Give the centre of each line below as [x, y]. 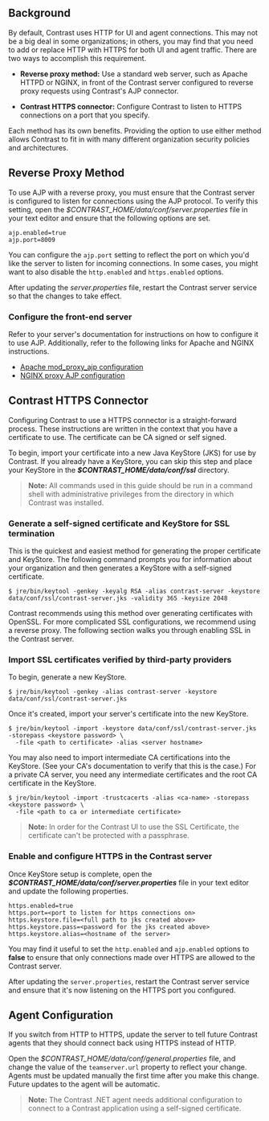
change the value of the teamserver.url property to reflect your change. [128, 1067]
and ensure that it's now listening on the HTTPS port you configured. [122, 990]
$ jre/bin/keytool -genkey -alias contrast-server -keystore [113, 692]
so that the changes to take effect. [65, 296]
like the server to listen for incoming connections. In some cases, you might [133, 263]
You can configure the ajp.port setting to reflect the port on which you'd [129, 255]
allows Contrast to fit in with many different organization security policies [129, 139]
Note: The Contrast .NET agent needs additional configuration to [135, 1100]
